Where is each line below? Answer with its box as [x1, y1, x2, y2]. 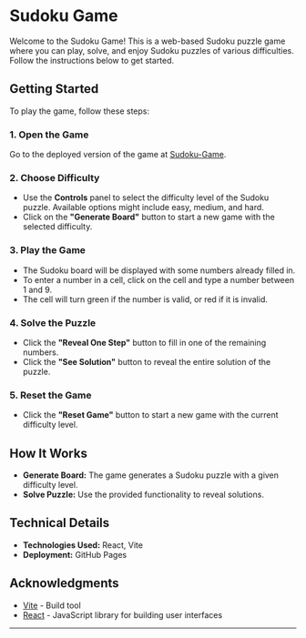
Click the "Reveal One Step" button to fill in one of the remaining [22, 337, 267, 348]
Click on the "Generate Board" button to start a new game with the [22, 211, 275, 223]
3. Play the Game [9, 244, 87, 257]
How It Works [9, 445, 88, 461]
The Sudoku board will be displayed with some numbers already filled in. [22, 265, 296, 276]
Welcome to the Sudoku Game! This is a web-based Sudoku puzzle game [9, 35, 286, 46]
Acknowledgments [9, 575, 120, 592]
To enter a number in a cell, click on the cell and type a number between [22, 274, 294, 285]
